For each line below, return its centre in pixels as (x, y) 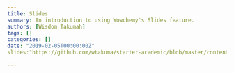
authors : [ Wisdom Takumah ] (46, 26)
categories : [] (29, 40)
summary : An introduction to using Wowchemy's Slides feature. (101, 20)
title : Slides (28, 14)
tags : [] (20, 33)
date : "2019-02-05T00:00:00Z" (51, 46)
